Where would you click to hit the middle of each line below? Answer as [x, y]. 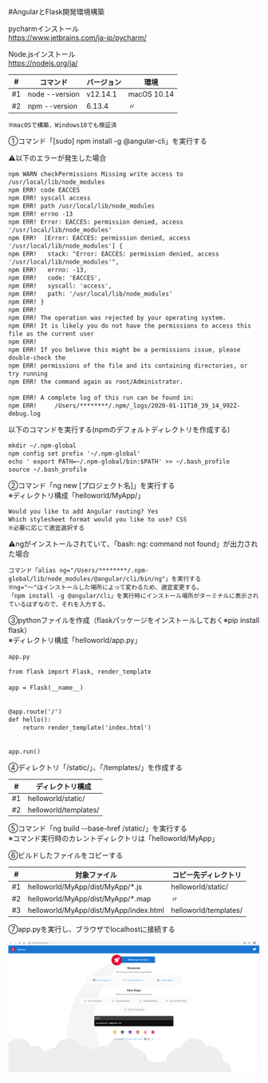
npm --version [53, 105]
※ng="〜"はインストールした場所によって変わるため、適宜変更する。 [106, 587]
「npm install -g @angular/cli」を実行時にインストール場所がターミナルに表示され [134, 596]
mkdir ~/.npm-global [43, 446]
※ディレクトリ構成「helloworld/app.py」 [75, 640]
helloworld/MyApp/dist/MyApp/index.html [96, 910]
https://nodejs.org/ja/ [43, 63]
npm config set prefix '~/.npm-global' [75, 454]
